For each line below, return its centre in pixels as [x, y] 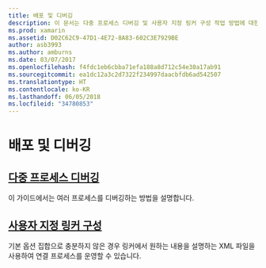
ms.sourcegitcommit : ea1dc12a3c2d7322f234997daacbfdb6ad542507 [115, 75]
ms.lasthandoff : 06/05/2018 [55, 97]
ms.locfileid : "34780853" [51, 104]
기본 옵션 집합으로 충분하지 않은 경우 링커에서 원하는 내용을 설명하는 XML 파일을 [132, 246]
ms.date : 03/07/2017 [42, 60]
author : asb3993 [35, 45]
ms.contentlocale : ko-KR [49, 89]
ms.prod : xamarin [37, 30]
